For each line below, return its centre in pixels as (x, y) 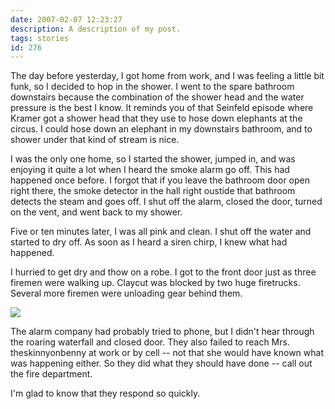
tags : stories (40, 38)
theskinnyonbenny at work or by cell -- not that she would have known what (167, 353)
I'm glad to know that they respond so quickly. (105, 393)
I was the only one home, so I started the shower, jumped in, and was (153, 159)
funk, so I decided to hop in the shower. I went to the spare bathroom (152, 87)
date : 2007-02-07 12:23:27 (66, 19)
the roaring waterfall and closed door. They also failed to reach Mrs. (150, 342)
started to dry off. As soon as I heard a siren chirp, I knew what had (149, 242)
